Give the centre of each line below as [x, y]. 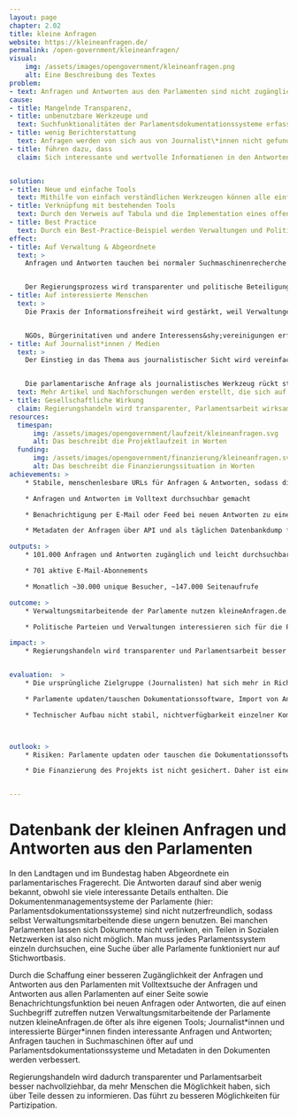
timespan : [35, 425]
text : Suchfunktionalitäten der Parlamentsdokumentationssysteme [140, 125]
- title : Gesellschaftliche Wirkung [76, 400]
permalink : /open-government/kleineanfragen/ [94, 50]
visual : [23, 58]
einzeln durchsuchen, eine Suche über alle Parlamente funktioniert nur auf [145, 949]
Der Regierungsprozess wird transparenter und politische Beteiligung [158, 287]
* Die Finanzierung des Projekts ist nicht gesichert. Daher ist [148, 771]
